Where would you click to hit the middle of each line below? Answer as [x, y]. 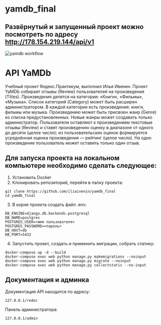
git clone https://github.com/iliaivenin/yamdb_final [61, 191]
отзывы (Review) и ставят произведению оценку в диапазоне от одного [79, 127]
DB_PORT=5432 [18, 235]
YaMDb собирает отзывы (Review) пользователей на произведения [75, 91]
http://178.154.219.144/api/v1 [50, 42]
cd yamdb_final [20, 195]
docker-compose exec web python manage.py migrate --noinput [68, 261]
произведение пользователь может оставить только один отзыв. [72, 143]
